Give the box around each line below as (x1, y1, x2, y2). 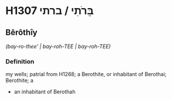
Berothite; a (5, 77, 33, 84)
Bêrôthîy (5, 27, 38, 37)
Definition (5, 57, 35, 65)
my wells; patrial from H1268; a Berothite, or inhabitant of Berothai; (5, 71, 167, 78)
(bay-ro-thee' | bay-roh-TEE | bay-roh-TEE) (5, 43, 111, 50)
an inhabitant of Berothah (14, 88, 76, 95)
